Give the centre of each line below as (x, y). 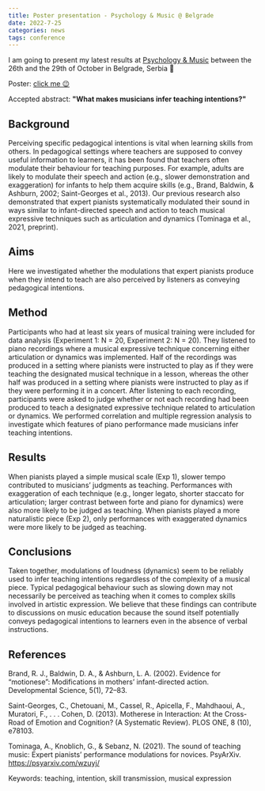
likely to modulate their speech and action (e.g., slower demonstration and (129, 177)
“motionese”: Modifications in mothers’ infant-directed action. (109, 682)
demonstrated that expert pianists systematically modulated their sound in (129, 202)
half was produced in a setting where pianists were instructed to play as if (129, 382)
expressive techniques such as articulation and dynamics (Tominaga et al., (130, 219)
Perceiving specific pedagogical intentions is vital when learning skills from (131, 143)
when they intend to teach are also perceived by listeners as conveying (124, 279)
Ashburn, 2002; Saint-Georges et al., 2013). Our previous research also (124, 194)
